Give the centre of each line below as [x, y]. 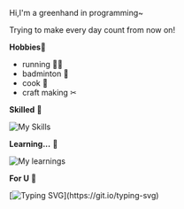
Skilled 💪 [26, 109]
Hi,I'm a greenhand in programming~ [77, 13]
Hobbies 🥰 [27, 47]
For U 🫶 [23, 178]
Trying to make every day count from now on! [92, 30]
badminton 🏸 [45, 74]
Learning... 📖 [34, 144]
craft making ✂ [49, 93]
